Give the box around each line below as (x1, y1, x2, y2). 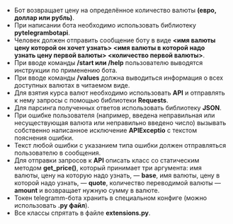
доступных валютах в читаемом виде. (13, 81, 130, 89)
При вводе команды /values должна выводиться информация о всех (13, 73, 224, 82)
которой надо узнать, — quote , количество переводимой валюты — (13, 179, 222, 187)
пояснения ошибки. (13, 134, 74, 142)
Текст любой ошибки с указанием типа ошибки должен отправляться (13, 141, 227, 149)
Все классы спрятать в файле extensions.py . (13, 208, 151, 217)
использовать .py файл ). (13, 201, 90, 209)
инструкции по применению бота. (13, 66, 118, 74)
